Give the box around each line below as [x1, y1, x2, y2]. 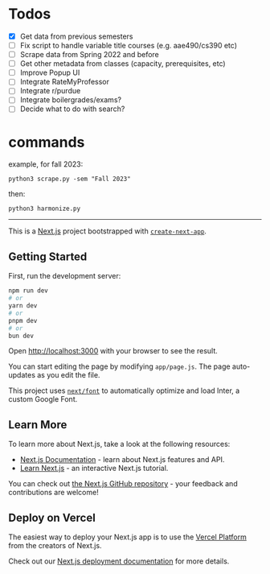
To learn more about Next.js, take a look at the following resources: [8, 440, 231, 449]
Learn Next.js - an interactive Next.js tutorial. [19, 464, 169, 473]
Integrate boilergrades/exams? [19, 95, 122, 105]
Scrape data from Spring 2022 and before [19, 50, 159, 60]
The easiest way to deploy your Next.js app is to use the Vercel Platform [8, 532, 247, 542]
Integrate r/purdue [19, 86, 81, 96]
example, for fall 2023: [8, 159, 84, 169]
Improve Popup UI [19, 68, 80, 77]
